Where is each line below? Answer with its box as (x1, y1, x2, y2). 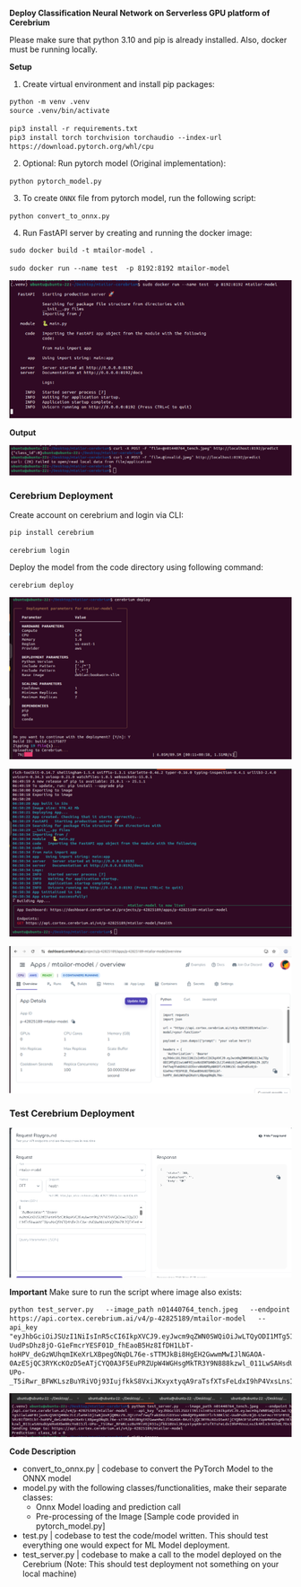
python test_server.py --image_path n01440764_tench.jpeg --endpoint (9, 1305, 291, 1314)
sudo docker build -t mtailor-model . (9, 246, 154, 255)
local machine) (21, 1568, 78, 1579)
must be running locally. (9, 44, 99, 55)
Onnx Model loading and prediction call (35, 1502, 181, 1512)
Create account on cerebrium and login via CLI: (9, 510, 184, 521)
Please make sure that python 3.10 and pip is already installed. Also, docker (9, 35, 288, 45)
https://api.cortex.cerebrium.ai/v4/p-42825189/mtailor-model (9, 1314, 246, 1323)
